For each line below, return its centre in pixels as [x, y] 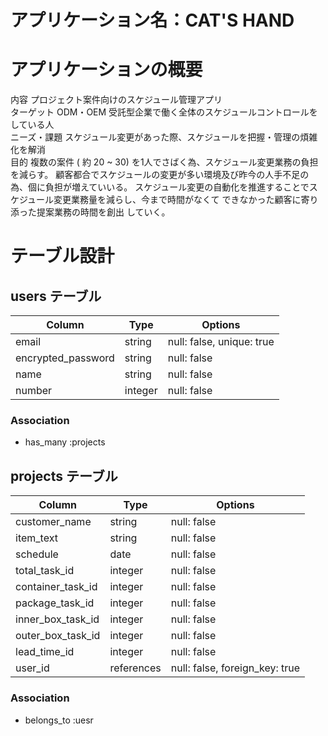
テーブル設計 [62, 256]
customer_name [53, 522]
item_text [36, 538]
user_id [32, 668]
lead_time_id [45, 652]
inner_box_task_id [57, 619]
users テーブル [56, 296]
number [34, 391]
